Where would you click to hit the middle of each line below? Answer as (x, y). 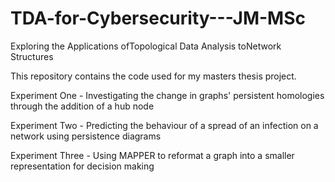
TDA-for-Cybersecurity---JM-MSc (158, 18)
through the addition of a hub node (82, 106)
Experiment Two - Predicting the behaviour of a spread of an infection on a (164, 125)
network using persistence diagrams (86, 136)
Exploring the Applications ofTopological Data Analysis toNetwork (146, 46)
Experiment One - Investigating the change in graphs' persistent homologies (167, 95)
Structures (32, 56)
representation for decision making (82, 166)
